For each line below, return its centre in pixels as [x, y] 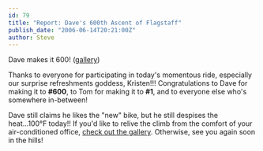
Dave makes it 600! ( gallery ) [54, 60]
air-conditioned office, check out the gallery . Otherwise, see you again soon [132, 132]
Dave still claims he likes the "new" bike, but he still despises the [113, 116]
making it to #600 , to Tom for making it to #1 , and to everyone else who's [128, 92]
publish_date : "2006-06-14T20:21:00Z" [72, 30]
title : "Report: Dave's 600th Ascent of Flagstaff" [95, 23]
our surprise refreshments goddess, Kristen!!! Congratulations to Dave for [128, 83]
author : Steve [32, 37]
